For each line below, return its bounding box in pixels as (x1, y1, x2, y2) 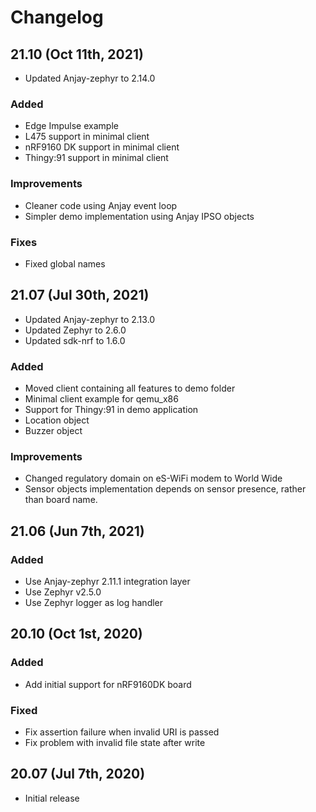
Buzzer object (24, 425, 83, 436)
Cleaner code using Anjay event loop (24, 199, 178, 211)
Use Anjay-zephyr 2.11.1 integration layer (24, 575, 191, 587)
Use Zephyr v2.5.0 (24, 586, 102, 598)
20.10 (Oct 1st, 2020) (10, 626, 143, 643)
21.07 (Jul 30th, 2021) (10, 287, 150, 304)
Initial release (24, 792, 80, 804)
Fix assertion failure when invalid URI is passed (24, 726, 220, 738)
